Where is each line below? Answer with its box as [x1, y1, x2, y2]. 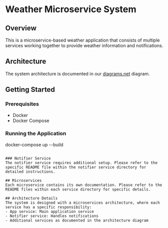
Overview [5, 24, 37, 32]
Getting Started [5, 85, 55, 94]
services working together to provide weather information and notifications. [5, 43, 163, 49]
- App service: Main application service [5, 209, 94, 214]
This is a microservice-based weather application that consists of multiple [5, 37, 160, 43]
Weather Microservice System [5, 4, 137, 15]
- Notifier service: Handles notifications [5, 213, 99, 218]
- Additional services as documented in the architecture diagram [5, 218, 149, 223]
